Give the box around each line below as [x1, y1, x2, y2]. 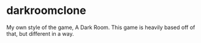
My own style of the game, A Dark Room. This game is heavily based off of [6, 24, 195, 31]
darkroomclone [6, 4, 86, 18]
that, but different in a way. [6, 30, 74, 37]
